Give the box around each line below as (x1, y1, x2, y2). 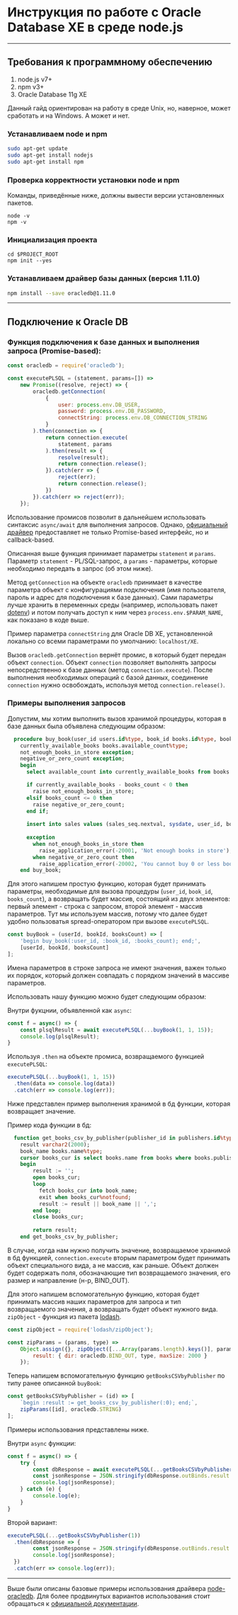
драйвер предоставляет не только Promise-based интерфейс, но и (7, 528, 209, 536)
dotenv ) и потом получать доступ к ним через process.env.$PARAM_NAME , (7, 608, 223, 616)
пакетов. (7, 198, 34, 207)
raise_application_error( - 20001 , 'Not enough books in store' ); (38, 847, 233, 854)
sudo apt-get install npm (7, 158, 84, 165)
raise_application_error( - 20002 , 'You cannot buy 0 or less (38, 860, 220, 868)
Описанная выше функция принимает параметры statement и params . (7, 549, 216, 557)
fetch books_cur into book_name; (38, 1187, 138, 1194)
